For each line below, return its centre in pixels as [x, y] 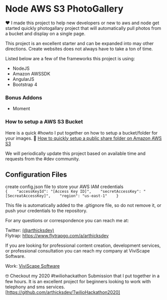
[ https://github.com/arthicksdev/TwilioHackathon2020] [63, 292]
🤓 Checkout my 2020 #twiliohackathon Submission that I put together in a [82, 276]
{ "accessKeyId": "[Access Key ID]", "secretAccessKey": [73, 192]
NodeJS [21, 68]
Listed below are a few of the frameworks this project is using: [70, 58]
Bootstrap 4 [25, 84]
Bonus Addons [24, 98]
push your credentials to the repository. [46, 211]
